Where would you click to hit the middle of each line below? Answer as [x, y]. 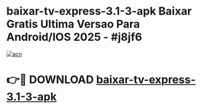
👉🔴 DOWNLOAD [50, 80]
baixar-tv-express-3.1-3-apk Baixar [99, 11]
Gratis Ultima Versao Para [73, 24]
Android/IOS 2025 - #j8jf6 [74, 37]
